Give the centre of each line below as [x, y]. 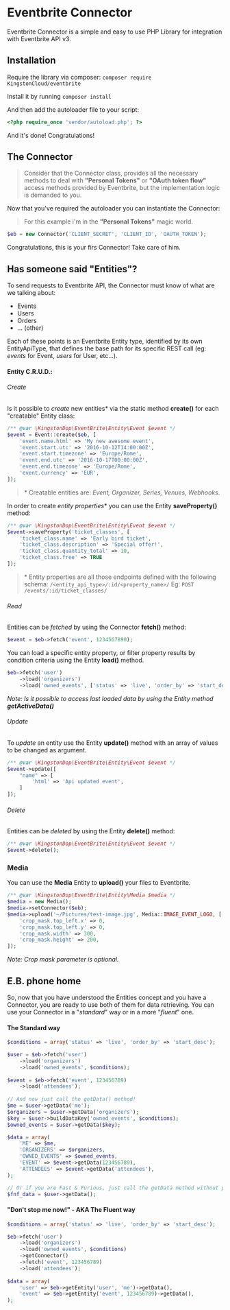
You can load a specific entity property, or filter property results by [101, 653]
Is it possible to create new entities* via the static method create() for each [113, 408]
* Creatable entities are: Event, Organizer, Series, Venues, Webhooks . [122, 492]
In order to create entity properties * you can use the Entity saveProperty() [112, 505]
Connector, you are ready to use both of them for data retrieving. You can [111, 1005]
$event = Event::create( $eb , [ [52, 434]
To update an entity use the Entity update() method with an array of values [113, 743]
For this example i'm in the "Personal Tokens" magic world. [108, 222]
